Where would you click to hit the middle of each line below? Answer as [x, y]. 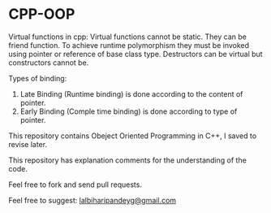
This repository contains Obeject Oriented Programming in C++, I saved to [133, 136]
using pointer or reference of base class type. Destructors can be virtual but [135, 54]
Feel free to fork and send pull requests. [75, 185]
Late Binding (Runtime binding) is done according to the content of [131, 93]
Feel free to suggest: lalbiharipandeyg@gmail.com [92, 200]
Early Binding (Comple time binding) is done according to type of [129, 111]
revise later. [28, 144]
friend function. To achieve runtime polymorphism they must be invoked [129, 45]
